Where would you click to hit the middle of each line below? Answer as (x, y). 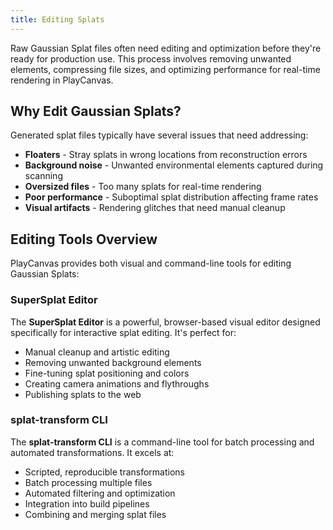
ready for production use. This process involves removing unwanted (151, 58)
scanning (43, 176)
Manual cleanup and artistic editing (97, 352)
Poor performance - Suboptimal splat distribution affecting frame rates (171, 197)
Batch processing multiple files (88, 482)
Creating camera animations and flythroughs (117, 383)
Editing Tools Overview (84, 239)
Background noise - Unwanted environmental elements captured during (174, 165)
